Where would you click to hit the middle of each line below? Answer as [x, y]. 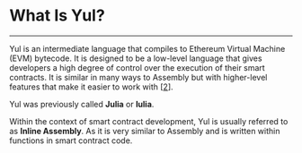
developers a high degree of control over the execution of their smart [137, 67]
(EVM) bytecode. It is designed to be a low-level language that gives [136, 58]
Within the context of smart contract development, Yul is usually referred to [149, 121]
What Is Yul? [57, 16]
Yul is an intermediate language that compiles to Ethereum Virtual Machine [147, 48]
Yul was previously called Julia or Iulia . [82, 104]
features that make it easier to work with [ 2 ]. [91, 87]
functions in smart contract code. [71, 140]
